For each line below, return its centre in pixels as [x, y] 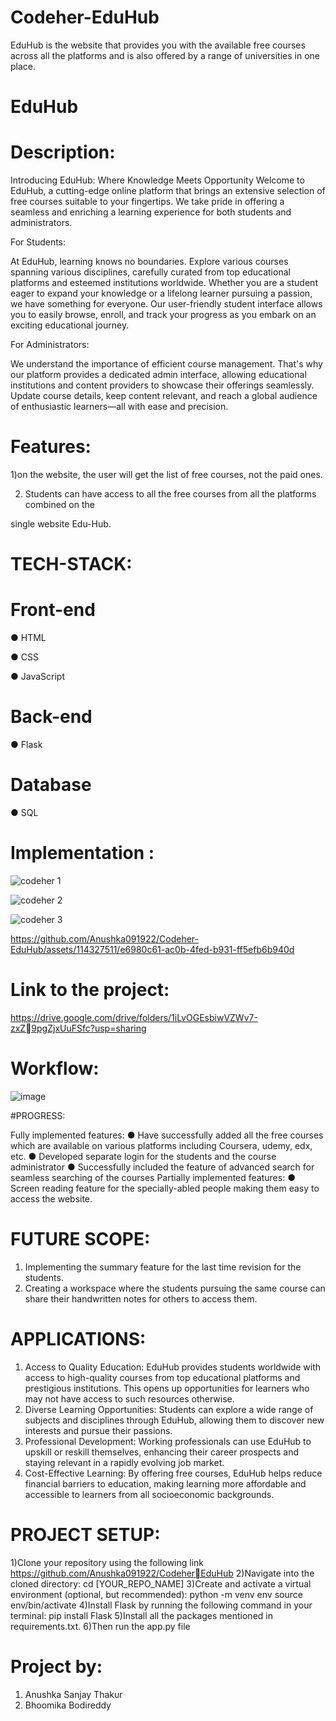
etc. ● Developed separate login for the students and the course [143, 1156]
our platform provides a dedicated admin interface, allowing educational [158, 375]
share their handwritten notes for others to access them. [141, 1298]
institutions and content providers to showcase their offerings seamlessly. [162, 385]
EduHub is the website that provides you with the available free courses [158, 45]
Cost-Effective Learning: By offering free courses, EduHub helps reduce [173, 1473]
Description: [63, 152]
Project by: [56, 1666]
